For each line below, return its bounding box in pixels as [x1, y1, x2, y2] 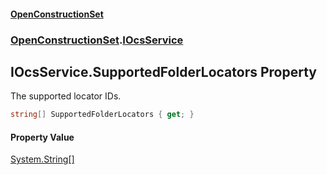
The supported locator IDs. [10, 90, 122, 102]
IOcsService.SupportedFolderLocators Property [10, 63, 317, 80]
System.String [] [10, 153, 75, 165]
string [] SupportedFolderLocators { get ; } [10, 110, 195, 120]
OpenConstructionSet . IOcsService [10, 33, 184, 47]
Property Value [10, 131, 75, 143]
